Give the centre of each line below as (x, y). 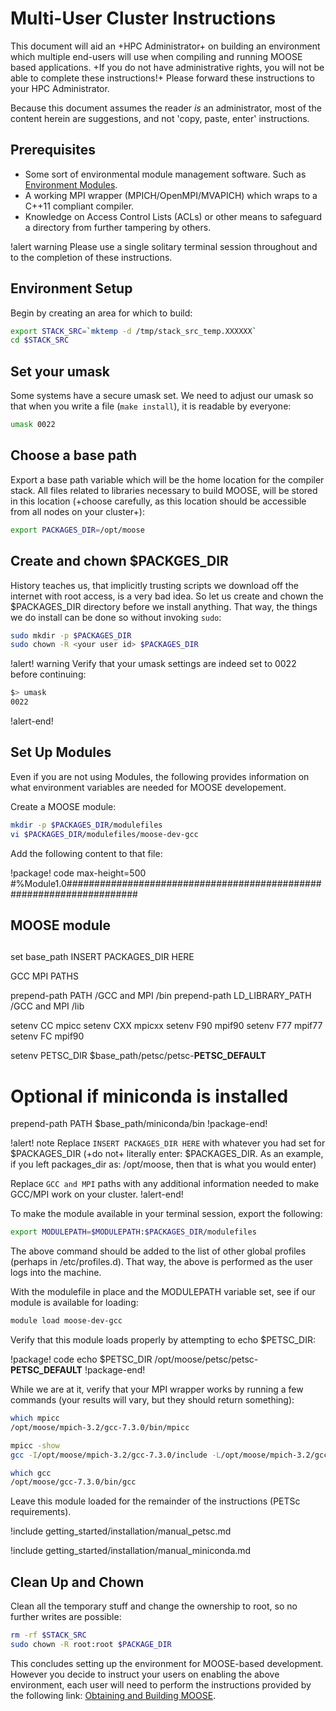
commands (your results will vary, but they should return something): (152, 1400)
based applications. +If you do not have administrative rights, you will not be (167, 67)
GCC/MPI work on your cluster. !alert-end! (97, 1194)
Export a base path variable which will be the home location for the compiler (167, 479)
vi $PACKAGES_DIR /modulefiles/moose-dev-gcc (104, 834)
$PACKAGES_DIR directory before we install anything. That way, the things (164, 606)
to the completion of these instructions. (91, 257)
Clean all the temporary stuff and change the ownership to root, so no (154, 1606)
